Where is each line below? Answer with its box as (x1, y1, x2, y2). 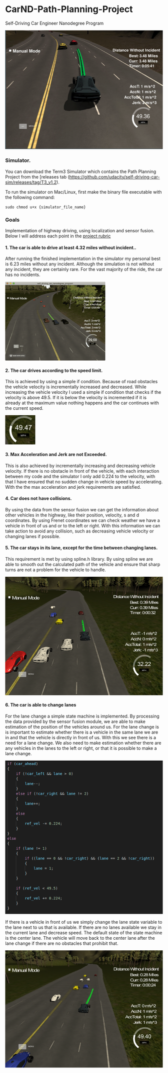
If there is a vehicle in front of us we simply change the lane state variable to (5, 919, 162, 925)
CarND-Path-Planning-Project (5, 4, 133, 15)
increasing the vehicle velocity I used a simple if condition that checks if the (5, 389, 161, 395)
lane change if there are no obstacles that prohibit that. (5, 940, 118, 946)
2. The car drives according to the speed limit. (5, 367, 103, 373)
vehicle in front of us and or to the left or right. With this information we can (5, 522, 160, 528)
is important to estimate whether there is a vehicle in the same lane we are (5, 729, 158, 735)
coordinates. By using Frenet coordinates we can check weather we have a (5, 517, 160, 523)
